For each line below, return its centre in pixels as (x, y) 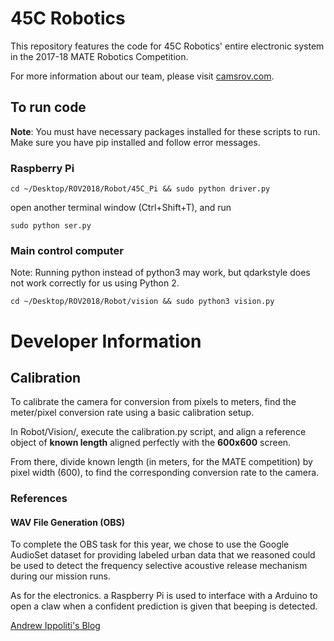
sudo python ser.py (51, 226)
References (39, 499)
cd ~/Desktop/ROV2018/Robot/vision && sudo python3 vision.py (142, 302)
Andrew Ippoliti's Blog (55, 626)
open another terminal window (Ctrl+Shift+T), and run (121, 208)
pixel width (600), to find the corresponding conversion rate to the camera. (165, 473)
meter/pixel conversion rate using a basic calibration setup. (132, 413)
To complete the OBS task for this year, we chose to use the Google (150, 544)
